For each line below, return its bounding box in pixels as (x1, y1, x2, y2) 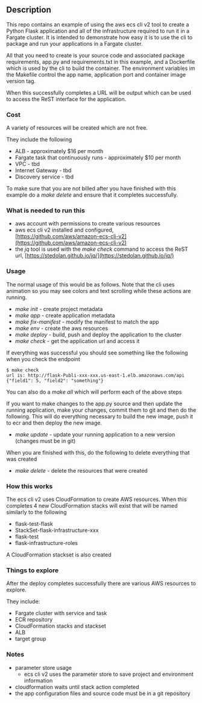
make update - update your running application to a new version (14, 430, 175, 438)
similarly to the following (6, 509, 67, 515)
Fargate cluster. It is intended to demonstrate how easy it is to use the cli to (6, 33, 193, 41)
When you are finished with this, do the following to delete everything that (6, 449, 190, 456)
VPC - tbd (14, 160, 40, 168)
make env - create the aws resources (14, 324, 109, 332)
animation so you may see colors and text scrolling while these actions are (6, 287, 191, 294)
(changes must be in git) (14, 437, 76, 444)
